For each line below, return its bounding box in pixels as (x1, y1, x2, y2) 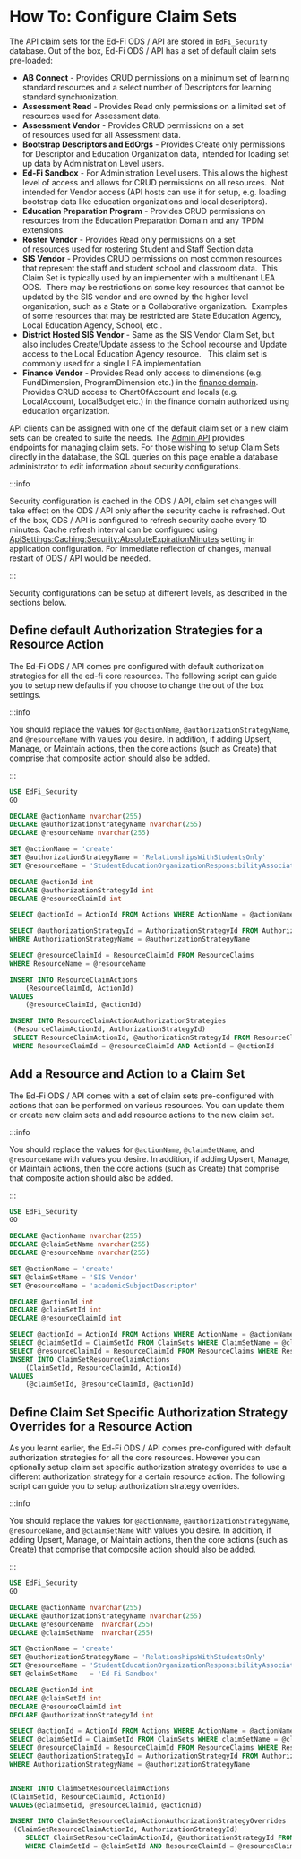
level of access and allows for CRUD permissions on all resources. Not (21, 176, 285, 187)
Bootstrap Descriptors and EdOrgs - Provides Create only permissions (21, 139, 286, 150)
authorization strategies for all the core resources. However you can (9, 1452, 261, 1463)
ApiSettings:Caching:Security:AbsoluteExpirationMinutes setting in (9, 533, 255, 544)
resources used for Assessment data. (21, 110, 161, 121)
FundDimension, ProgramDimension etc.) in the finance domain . (21, 376, 259, 387)
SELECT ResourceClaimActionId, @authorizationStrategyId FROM (13, 1033, 251, 1042)
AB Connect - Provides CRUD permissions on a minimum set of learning (21, 72, 289, 82)
